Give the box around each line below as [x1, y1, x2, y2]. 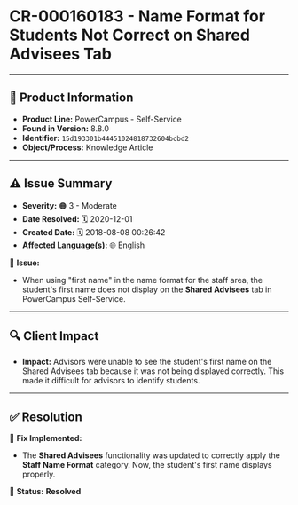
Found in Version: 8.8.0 [21, 122, 109, 134]
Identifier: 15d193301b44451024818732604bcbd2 [21, 132, 189, 143]
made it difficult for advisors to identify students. [21, 375, 200, 386]
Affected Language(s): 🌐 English [21, 240, 145, 250]
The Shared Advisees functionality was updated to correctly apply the [21, 450, 281, 461]
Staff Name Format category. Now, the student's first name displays [21, 460, 272, 470]
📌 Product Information [9, 91, 134, 106]
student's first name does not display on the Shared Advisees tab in [21, 284, 272, 295]
